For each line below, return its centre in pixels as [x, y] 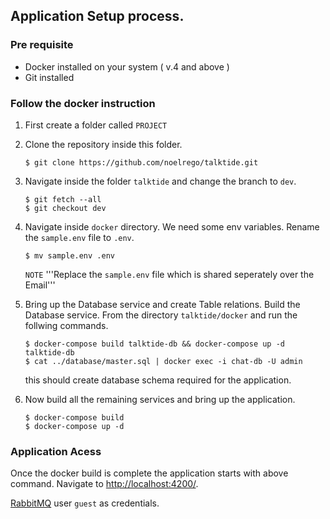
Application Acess [56, 451]
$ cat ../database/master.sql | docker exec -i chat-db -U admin [163, 361]
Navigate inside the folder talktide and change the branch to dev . [160, 181]
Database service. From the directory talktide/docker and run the [161, 315]
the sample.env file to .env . [79, 237]
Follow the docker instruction [83, 103]
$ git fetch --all [63, 199]
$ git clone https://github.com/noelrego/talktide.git [141, 162]
